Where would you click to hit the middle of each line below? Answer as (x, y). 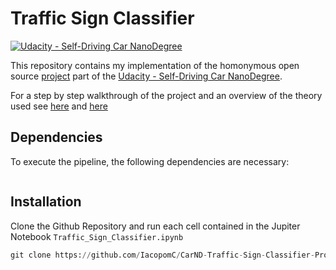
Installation (46, 202)
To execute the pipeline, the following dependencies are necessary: (150, 161)
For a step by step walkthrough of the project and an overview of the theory (166, 95)
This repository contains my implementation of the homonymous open (155, 65)
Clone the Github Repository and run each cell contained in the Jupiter (155, 226)
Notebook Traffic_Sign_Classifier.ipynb (97, 236)
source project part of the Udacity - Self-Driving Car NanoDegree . (146, 76)
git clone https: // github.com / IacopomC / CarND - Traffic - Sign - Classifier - (162, 255)
